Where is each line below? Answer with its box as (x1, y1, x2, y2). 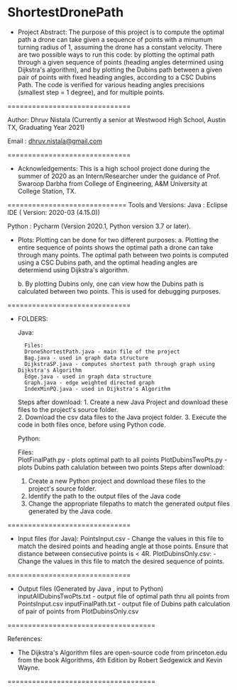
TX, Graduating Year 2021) (7, 123, 85, 131)
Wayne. (17, 663, 40, 672)
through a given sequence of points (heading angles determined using (17, 57, 224, 66)
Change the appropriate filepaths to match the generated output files (28, 499, 231, 508)
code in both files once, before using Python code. (17, 420, 167, 429)
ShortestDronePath (7, 4, 124, 21)
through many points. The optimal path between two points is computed (17, 250, 229, 259)
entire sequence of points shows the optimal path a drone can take (17, 243, 214, 252)
